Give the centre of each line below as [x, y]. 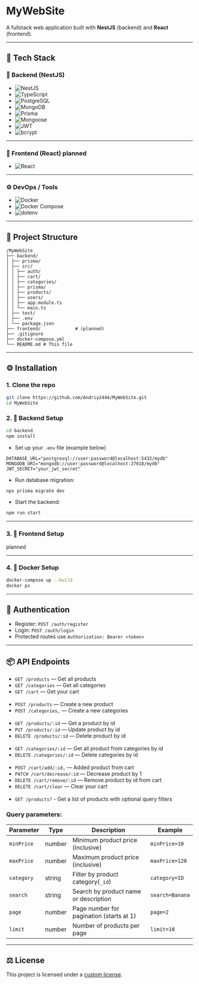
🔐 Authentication [38, 610]
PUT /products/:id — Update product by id [67, 729]
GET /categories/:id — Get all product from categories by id [89, 748]
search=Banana [170, 895]
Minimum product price [105, 840]
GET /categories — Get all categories [60, 685]
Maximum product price [106, 857]
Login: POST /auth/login [44, 630]
